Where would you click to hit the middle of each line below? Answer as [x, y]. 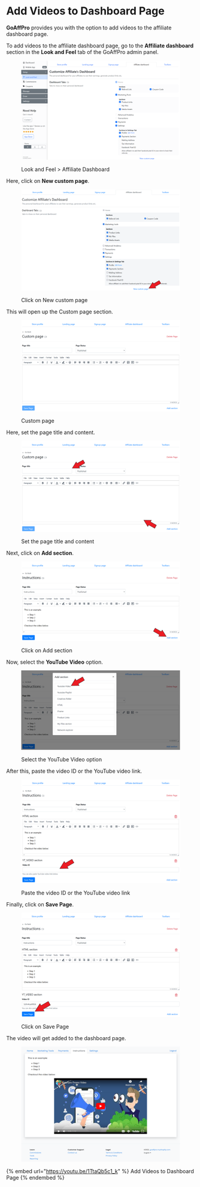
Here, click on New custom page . [48, 181]
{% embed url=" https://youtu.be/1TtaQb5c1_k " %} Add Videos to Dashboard [100, 1171]
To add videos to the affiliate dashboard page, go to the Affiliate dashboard [100, 46]
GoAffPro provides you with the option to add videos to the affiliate [89, 28]
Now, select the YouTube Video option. [55, 662]
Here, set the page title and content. [51, 432]
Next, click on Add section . [40, 553]
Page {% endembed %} [35, 1177]
